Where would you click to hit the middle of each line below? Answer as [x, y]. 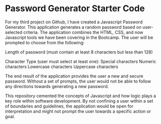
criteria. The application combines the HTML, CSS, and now [83, 32]
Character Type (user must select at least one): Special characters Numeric [81, 61]
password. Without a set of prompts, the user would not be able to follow [78, 81]
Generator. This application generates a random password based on [73, 27]
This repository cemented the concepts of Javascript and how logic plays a [81, 96]
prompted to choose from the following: [45, 42]
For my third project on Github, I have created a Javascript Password [74, 22]
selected [14, 32]
